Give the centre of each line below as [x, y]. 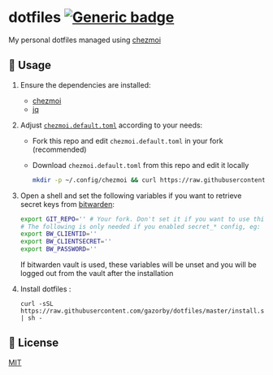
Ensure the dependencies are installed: [85, 84]
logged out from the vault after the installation [97, 273]
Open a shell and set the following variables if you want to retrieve [131, 196]
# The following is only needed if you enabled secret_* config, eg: [141, 226]
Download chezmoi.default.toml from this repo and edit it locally [141, 165]
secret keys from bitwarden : [67, 204]
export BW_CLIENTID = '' [58, 234]
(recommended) [59, 149]
